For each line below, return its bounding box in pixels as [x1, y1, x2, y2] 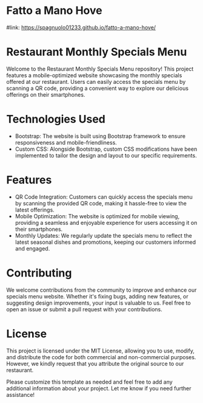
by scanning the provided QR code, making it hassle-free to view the [15, 199, 187, 207]
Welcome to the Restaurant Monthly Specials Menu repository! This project [6, 65, 194, 72]
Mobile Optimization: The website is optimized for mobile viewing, [15, 212, 180, 219]
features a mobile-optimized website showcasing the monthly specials [6, 71, 182, 79]
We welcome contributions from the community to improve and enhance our [6, 286, 197, 294]
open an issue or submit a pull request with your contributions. [6, 305, 162, 313]
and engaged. [15, 244, 50, 252]
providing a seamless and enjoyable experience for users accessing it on [15, 219, 198, 226]
